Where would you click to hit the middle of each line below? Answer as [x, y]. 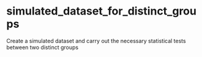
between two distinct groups [42, 47]
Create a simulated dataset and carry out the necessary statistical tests [96, 41]
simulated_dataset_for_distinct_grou [102, 11]
